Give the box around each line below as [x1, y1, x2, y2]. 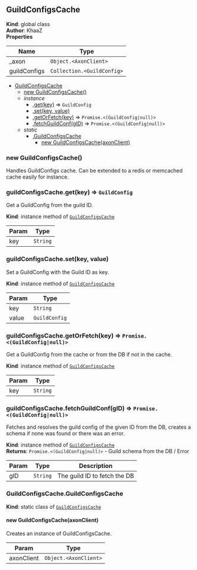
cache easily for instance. [6, 173, 69, 180]
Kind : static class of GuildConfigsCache [6, 503, 102, 510]
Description [79, 462, 113, 470]
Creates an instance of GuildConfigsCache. [6, 530, 112, 537]
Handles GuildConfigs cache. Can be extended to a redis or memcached [6, 167, 183, 174]
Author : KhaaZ [6, 27, 43, 34]
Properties [6, 33, 33, 40]
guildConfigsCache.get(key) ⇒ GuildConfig [6, 188, 133, 196]
